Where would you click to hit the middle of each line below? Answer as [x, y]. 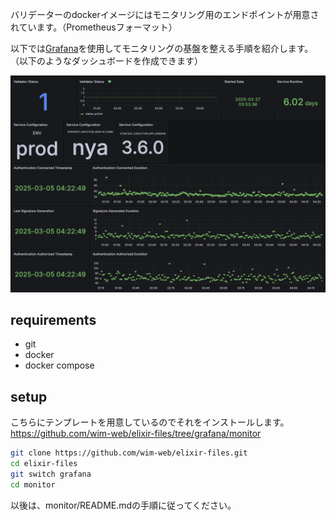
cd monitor [33, 484]
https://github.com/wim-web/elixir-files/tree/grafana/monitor [136, 434]
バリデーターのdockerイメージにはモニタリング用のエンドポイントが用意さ [165, 14]
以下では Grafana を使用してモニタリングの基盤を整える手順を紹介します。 [162, 48]
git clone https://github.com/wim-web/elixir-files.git [129, 453]
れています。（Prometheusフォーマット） [94, 27]
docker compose [59, 365]
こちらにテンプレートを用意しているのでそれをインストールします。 [150, 422]
